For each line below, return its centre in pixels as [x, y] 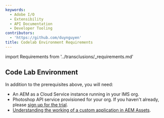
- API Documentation [31, 24]
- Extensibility [27, 19]
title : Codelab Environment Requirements [49, 42]
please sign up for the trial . [40, 104]
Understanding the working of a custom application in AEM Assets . [82, 110]
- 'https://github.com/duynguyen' [46, 38]
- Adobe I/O [22, 14]
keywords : [16, 10]
